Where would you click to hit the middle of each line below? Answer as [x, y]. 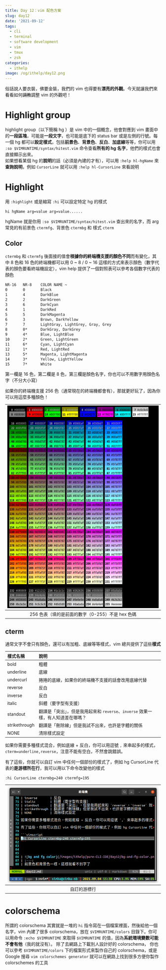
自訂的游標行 [83, 889]
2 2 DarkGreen [33, 300]
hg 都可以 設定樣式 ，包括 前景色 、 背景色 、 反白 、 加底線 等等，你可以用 [85, 142]
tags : [11, 26]
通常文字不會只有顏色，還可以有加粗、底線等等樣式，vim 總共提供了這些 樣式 [83, 644]
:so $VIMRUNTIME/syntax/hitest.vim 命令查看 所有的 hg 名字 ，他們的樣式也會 [83, 148]
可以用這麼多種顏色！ [27, 397]
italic [12, 703]
